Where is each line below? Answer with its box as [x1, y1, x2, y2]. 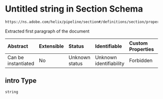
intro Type [5, 77, 37, 85]
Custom [129, 40, 148, 47]
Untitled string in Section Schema [5, 3, 143, 15]
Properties [129, 46, 154, 52]
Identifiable [95, 43, 122, 49]
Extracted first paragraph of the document [5, 28, 90, 34]
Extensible [38, 43, 64, 49]
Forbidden [129, 57, 153, 64]
